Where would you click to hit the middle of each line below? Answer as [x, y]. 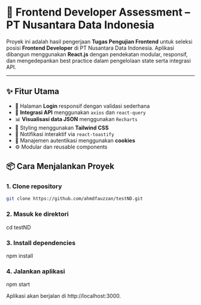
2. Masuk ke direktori [37, 214]
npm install [20, 256]
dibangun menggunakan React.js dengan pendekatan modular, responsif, [97, 54]
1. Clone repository [34, 186]
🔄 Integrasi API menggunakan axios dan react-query [80, 112]
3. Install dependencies [41, 243]
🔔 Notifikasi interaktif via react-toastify [65, 134]
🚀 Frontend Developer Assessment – [98, 12]
